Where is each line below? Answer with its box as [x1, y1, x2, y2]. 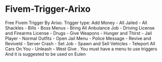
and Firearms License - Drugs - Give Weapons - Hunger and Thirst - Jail [5, 30, 152, 36]
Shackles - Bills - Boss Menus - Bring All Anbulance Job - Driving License [5, 25, 155, 31]
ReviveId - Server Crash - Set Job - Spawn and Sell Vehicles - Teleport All [5, 40, 156, 46]
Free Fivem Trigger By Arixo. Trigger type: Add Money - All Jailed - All [5, 20, 148, 26]
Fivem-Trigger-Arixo [5, 3, 91, 15]
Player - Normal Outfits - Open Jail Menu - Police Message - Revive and [5, 35, 152, 41]
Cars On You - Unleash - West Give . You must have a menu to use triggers [5, 46, 158, 52]
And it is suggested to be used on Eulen [5, 51, 86, 57]
